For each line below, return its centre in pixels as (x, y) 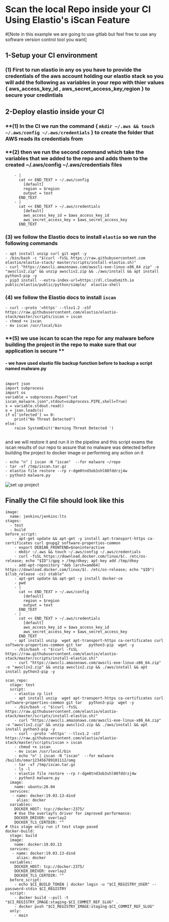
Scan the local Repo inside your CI (78, 9)
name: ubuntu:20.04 (35, 787)
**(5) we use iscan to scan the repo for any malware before (80, 338)
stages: (13, 521)
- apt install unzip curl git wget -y (46, 254)
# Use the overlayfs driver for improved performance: (73, 814)
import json (18, 383)
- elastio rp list (34, 694)
